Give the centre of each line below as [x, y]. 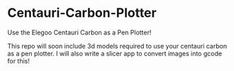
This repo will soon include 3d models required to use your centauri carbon [117, 46]
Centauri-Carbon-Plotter [82, 13]
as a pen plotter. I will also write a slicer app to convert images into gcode [115, 53]
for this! [19, 60]
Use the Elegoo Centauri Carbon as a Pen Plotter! [79, 32]
